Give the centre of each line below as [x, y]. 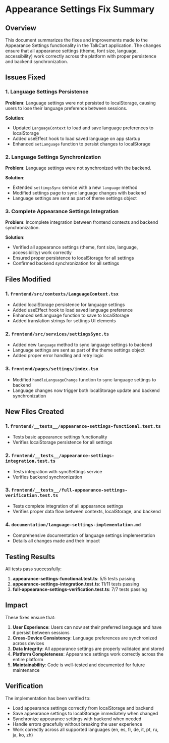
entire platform [28, 659]
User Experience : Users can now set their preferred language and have [87, 627]
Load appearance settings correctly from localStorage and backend [83, 708]
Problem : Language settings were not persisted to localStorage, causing [80, 103]
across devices [28, 643]
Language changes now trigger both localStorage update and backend [86, 390]
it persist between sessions [41, 632]
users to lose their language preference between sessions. [66, 108]
